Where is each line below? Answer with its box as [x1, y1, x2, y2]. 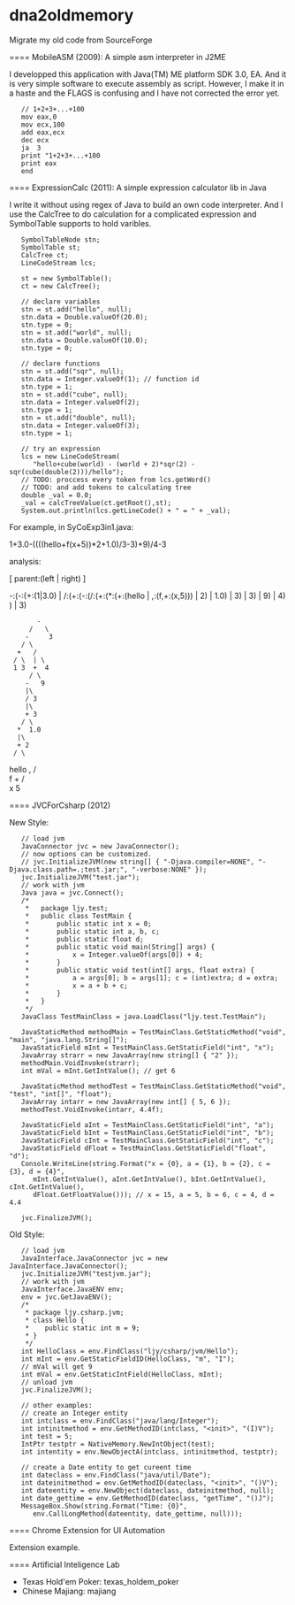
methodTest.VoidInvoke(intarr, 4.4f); [20, 1105, 164, 1114]
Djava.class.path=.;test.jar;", [9, 864, 128, 874]
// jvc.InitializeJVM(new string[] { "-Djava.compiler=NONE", [20, 857, 254, 866]
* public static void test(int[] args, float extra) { [25, 965, 254, 974]
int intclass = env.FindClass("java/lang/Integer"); [20, 1417, 219, 1425]
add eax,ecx [20, 127, 65, 137]
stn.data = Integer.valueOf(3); [20, 421, 140, 430]
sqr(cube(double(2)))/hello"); [9, 467, 125, 476]
